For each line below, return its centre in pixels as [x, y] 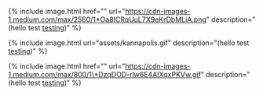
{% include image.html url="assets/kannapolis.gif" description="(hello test [129, 43]
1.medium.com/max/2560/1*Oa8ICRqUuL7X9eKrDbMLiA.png [107, 19]
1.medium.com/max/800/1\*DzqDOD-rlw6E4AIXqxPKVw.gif [105, 74]
